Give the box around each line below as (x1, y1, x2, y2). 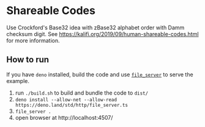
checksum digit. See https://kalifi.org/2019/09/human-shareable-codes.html (6, 30, 199, 37)
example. (6, 77, 29, 84)
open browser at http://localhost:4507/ (15, 114, 113, 121)
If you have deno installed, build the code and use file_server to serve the (6, 71, 194, 78)
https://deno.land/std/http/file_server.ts (15, 102, 129, 108)
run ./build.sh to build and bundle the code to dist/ (15, 89, 149, 96)
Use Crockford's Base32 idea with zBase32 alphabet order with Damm (6, 24, 185, 31)
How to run (6, 54, 50, 65)
